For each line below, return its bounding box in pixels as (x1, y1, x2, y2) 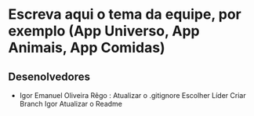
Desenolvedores (8, 70, 90, 83)
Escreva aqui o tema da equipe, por (8, 5, 241, 24)
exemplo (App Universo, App (8, 22, 200, 40)
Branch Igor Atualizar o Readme (19, 100, 123, 108)
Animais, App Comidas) (8, 39, 166, 56)
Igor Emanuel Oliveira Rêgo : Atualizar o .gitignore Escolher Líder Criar (19, 91, 246, 100)
